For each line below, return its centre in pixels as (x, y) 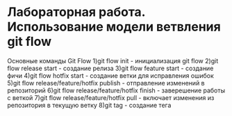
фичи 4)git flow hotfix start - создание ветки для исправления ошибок (110, 75)
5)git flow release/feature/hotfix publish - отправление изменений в (106, 83)
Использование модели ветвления (114, 27)
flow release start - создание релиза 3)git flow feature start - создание (110, 68)
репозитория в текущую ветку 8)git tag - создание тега (89, 105)
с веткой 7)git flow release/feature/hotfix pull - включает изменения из (111, 97)
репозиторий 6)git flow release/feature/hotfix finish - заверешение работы (116, 90)
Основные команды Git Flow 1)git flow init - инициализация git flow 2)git (113, 60)
